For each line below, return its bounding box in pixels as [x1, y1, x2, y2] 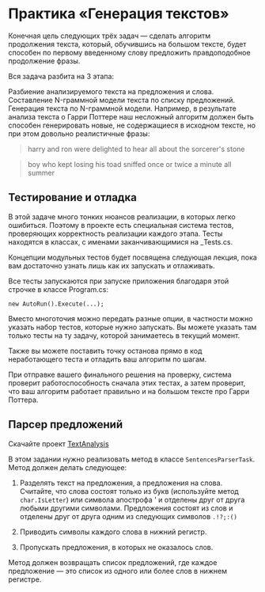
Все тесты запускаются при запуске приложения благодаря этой [8, 276, 229, 286]
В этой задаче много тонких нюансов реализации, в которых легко [8, 211, 236, 222]
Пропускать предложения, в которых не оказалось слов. [19, 542, 214, 552]
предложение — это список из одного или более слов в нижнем [8, 566, 228, 575]
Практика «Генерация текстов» [8, 5, 229, 23]
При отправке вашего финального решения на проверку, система [8, 370, 232, 379]
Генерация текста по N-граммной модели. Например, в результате [8, 104, 237, 113]
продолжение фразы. [8, 56, 81, 66]
